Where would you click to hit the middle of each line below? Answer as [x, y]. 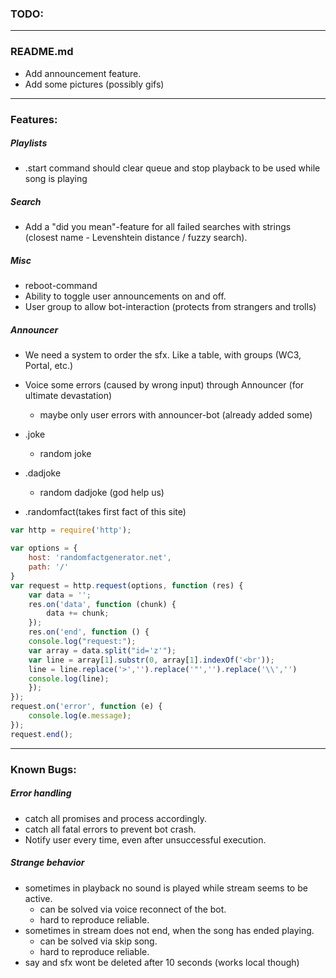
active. [38, 898]
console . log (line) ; [69, 678]
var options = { [44, 548]
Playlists [29, 143]
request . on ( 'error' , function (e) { [86, 707]
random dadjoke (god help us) [102, 493]
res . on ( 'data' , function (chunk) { [102, 604]
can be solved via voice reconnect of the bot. [133, 909]
